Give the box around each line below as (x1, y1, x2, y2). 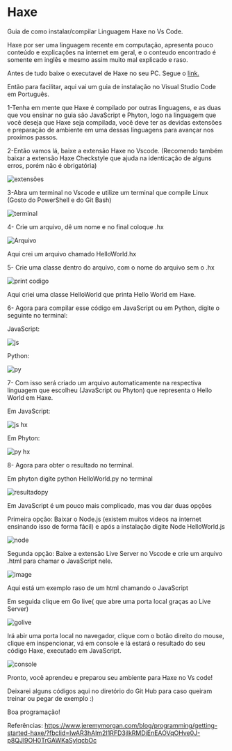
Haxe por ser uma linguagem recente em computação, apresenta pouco (7, 40, 214, 49)
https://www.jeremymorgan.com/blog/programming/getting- (44, 721, 217, 729)
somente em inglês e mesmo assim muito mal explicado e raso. (7, 55, 189, 63)
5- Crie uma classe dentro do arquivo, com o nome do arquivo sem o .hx (7, 263, 215, 272)
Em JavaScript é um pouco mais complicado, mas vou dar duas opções (7, 501, 212, 509)
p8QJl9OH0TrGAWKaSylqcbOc (7, 736, 97, 744)
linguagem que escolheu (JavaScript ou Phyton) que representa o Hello (7, 386, 213, 394)
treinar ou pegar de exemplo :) (7, 694, 94, 702)
